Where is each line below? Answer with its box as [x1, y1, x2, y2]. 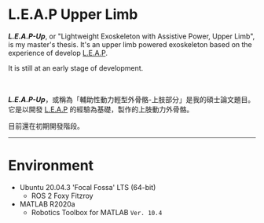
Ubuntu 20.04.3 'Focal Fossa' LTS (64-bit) [19, 182, 156, 192]
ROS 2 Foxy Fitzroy [31, 191, 93, 200]
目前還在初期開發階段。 [8, 121, 84, 130]
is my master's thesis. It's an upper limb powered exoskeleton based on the [8, 39, 253, 49]
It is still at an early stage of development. [8, 63, 144, 72]
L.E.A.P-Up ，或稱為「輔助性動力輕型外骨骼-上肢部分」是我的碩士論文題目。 [8, 94, 255, 104]
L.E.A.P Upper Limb [8, 5, 138, 24]
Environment [8, 157, 94, 174]
